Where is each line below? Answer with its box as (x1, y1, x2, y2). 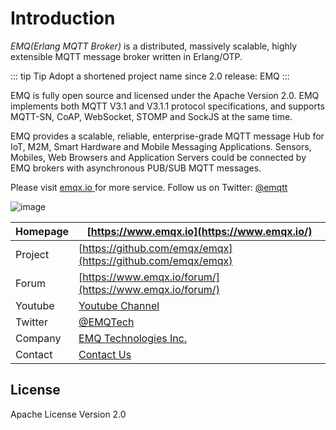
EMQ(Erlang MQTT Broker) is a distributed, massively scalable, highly (10, 40, 298, 52)
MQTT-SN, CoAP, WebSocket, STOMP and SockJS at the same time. (10, 110, 293, 122)
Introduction (10, 7, 116, 30)
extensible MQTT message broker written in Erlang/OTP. (10, 50, 243, 62)
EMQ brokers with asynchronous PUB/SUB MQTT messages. (10, 162, 262, 174)
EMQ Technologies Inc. (78, 331, 188, 345)
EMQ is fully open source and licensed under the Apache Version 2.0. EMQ (10, 89, 320, 101)
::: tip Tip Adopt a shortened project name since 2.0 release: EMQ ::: (10, 70, 290, 82)
